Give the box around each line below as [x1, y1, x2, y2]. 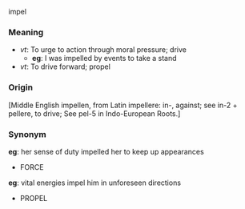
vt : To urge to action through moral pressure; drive [19, 45, 187, 54]
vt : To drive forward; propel [19, 62, 110, 71]
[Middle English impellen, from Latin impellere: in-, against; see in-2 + [8, 100, 238, 110]
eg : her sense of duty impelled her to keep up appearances [8, 147, 204, 156]
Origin [8, 82, 34, 93]
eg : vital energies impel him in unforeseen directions [8, 178, 182, 187]
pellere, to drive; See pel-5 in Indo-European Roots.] [8, 108, 181, 119]
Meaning [8, 26, 44, 38]
